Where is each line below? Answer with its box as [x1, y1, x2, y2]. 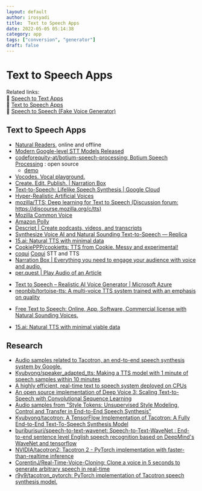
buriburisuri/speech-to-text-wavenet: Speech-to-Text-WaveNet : [14, 427, 177, 434]
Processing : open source [14, 160, 79, 167]
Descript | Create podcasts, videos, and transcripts [14, 224, 142, 231]
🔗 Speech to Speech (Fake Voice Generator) [6, 107, 116, 114]
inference [50, 452, 74, 460]
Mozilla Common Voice [14, 211, 72, 219]
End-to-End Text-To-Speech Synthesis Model [14, 421, 128, 428]
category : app [6, 31, 42, 37]
